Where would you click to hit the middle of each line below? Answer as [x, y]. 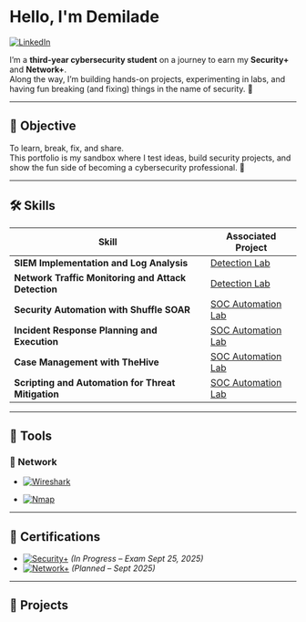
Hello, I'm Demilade [84, 17]
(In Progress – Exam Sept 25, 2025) [137, 559]
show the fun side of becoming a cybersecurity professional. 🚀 [127, 167]
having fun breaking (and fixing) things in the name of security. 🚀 [131, 88]
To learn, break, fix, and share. [67, 148]
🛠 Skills [33, 206]
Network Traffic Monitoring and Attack [100, 277]
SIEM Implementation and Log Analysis [101, 263]
